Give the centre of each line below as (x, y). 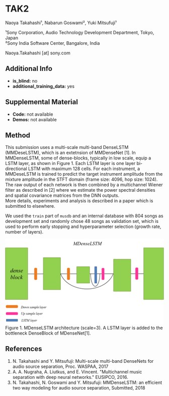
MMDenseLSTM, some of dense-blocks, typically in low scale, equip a (78, 158)
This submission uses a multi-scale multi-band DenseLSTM (67, 147)
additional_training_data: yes (43, 86)
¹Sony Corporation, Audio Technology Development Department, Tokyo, (80, 32)
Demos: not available (34, 119)
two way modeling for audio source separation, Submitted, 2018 (79, 387)
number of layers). (24, 232)
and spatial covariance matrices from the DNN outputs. (62, 195)
